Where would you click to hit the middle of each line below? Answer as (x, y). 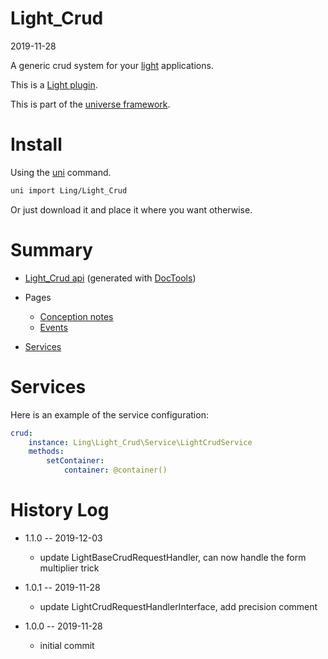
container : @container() (115, 470)
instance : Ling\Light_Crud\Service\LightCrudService (140, 442)
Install (36, 144)
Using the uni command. (61, 172)
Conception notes (76, 316)
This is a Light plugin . (54, 84)
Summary (51, 249)
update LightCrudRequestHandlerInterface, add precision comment (178, 606)
